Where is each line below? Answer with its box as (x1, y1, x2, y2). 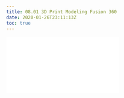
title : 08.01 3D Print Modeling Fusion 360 (6, 8, 117, 15)
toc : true (6, 20, 31, 26)
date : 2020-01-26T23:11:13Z (6, 14, 77, 20)
